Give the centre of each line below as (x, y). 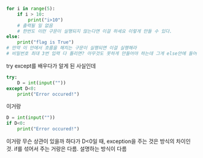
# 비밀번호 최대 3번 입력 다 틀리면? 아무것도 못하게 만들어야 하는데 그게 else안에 (96, 54)
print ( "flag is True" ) (46, 42)
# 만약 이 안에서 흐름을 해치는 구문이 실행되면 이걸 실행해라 (72, 48)
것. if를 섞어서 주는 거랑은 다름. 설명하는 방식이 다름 (66, 149)
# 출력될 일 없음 (35, 25)
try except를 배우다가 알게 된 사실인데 (51, 66)
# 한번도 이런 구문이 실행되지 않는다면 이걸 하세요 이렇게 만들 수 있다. (95, 31)
